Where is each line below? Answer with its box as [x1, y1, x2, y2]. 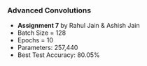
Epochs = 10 [17, 36, 54, 44]
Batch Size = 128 [17, 28, 66, 37]
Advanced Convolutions [7, 6, 92, 15]
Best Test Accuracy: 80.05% [17, 51, 100, 59]
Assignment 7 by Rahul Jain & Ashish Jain [17, 22, 140, 30]
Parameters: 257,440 [17, 44, 78, 52]
